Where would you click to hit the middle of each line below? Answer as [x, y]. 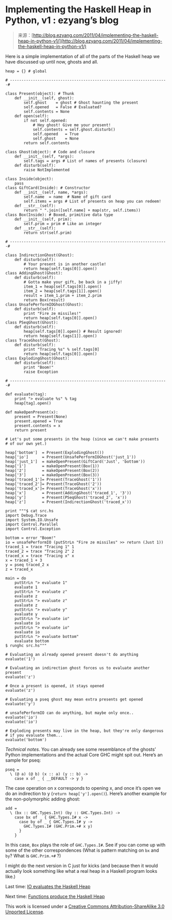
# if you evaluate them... [34, 735]
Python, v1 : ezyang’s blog [62, 20]
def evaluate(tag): [26, 394]
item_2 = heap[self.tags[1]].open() [63, 291]
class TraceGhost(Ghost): [33, 340]
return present [31, 430]
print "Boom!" [39, 367]
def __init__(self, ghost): [44, 98]
